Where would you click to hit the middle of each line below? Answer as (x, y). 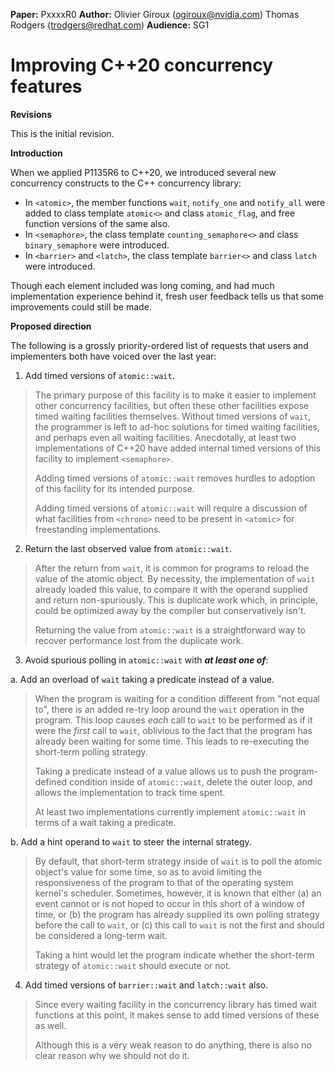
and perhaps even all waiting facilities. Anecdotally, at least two (165, 437)
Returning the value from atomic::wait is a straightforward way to (170, 630)
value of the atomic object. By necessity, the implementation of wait (175, 578)
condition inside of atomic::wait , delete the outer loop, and (191, 781)
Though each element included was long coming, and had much (142, 285)
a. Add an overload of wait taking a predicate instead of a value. (142, 679)
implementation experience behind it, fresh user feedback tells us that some (167, 296)
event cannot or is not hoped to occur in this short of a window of (170, 903)
